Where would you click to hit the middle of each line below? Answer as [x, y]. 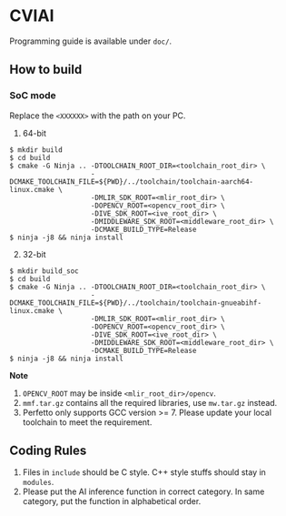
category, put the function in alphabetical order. [112, 501]
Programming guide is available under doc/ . [91, 41]
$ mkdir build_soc [44, 271]
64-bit [35, 133]
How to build [46, 70]
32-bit [34, 254]
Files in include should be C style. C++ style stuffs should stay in [144, 472]
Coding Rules [48, 451]
